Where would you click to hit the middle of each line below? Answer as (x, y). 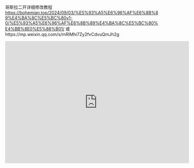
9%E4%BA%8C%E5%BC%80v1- (39, 18)
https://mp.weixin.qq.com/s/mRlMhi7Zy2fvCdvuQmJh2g (62, 34)
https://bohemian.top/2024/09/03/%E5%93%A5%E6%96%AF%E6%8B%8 (82, 13)
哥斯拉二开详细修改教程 (29, 7)
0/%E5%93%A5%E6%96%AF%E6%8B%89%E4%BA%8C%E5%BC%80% (82, 23)
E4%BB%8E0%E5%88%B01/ (35, 29)
